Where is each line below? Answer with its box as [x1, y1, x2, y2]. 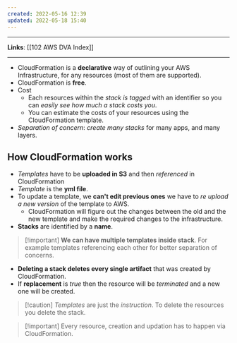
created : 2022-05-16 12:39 [7, 10, 87, 18]
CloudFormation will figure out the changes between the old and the [28, 207, 226, 216]
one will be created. [17, 287, 75, 296]
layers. [17, 131, 37, 139]
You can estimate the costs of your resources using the [28, 108, 189, 116]
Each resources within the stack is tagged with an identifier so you [28, 93, 222, 102]
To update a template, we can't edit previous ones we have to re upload [17, 192, 229, 201]
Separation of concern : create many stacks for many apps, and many [17, 123, 221, 131]
